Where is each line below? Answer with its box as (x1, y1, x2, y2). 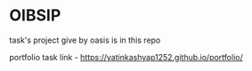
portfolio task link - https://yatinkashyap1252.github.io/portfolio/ (9, 51, 243, 62)
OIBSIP (9, 5, 61, 26)
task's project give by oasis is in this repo (9, 35, 161, 45)
